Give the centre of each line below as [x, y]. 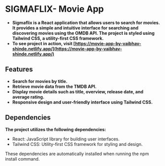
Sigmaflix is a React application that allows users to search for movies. [86, 23]
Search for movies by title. [40, 81]
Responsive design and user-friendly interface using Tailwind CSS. [82, 102]
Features [19, 69]
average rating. [28, 97]
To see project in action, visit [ [44, 43]
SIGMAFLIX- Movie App [55, 9]
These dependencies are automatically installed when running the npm [77, 154]
